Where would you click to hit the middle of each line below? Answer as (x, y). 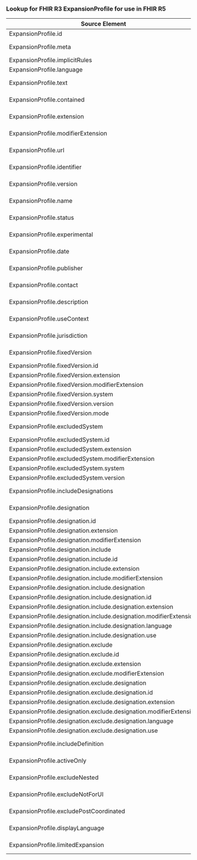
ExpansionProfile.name (41, 201)
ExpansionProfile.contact (43, 285)
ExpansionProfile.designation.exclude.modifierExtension (86, 674)
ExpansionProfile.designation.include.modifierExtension (86, 578)
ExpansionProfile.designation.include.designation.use (83, 635)
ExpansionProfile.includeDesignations (61, 491)
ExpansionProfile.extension (47, 117)
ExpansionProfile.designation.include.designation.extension (91, 607)
